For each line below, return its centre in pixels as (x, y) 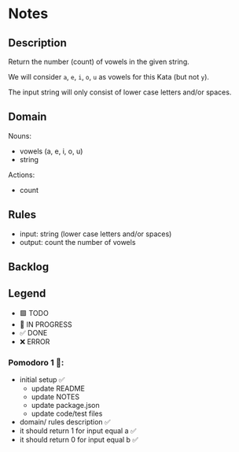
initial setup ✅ (42, 380)
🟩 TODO (34, 313)
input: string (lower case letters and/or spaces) (96, 234)
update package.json (65, 406)
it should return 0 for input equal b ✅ (79, 440)
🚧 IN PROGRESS (46, 324)
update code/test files (67, 413)
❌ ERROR (35, 341)
